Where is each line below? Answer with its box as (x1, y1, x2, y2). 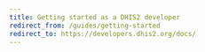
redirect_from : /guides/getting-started (9, 21, 162, 30)
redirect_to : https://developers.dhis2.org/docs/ (9, 29, 197, 38)
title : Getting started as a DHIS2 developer (9, 12, 180, 22)
